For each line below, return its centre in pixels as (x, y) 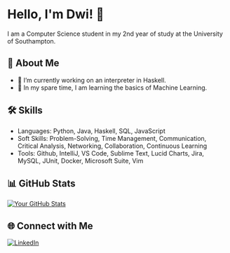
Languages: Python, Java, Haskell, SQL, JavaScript (92, 131)
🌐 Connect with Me (50, 226)
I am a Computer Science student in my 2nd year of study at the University (115, 34)
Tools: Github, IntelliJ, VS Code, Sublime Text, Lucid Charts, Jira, (111, 153)
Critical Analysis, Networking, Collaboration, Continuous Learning (112, 146)
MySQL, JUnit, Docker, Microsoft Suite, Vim (80, 160)
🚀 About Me (33, 63)
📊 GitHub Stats (41, 183)
